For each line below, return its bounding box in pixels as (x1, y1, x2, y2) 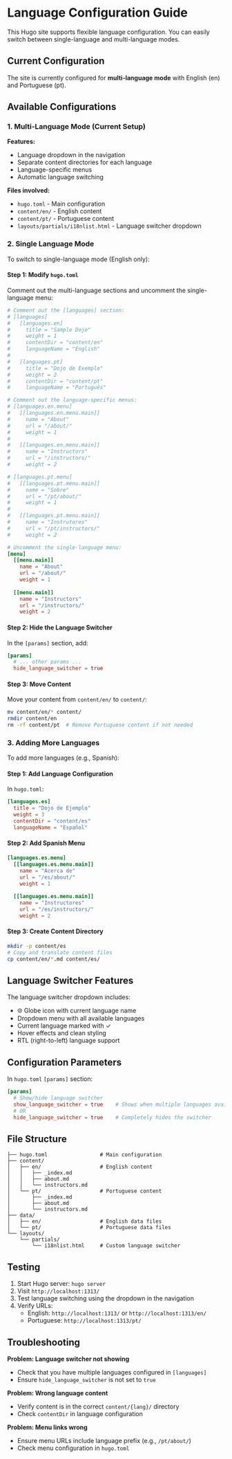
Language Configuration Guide (7, 5, 188, 21)
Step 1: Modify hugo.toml (7, 271, 79, 279)
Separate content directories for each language (17, 158, 153, 167)
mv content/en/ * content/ (7, 708, 81, 716)
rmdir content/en (7, 715, 57, 722)
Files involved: (7, 186, 50, 195)
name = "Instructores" (19, 899, 85, 906)
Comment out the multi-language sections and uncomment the (7, 286, 186, 294)
